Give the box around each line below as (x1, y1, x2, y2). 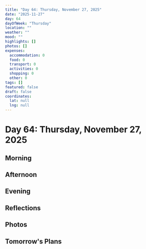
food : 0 (9, 57, 25, 62)
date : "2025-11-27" (5, 12, 45, 17)
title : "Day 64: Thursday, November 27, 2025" (5, 7, 102, 12)
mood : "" (5, 35, 23, 40)
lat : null (9, 99, 29, 103)
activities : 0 (9, 67, 38, 72)
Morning (5, 154, 32, 162)
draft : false (5, 89, 32, 94)
